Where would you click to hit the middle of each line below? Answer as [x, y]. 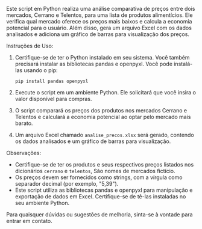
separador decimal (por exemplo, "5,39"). [67, 184]
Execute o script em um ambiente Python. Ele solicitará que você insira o [105, 92]
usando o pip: [41, 70]
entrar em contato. [29, 221]
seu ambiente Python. [42, 203]
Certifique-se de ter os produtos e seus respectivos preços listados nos [104, 164]
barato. [24, 123]
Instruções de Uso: [30, 46]
